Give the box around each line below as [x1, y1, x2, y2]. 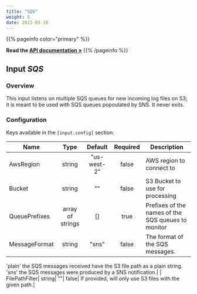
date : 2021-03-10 [6, 19, 49, 25]
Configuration [6, 116, 47, 124]
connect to [145, 164, 176, 172]
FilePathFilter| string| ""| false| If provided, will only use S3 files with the [6, 275, 180, 282]
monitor [145, 224, 167, 232]
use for [145, 184, 165, 192]
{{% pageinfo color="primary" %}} [6, 36, 90, 43]
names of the [145, 209, 182, 217]
